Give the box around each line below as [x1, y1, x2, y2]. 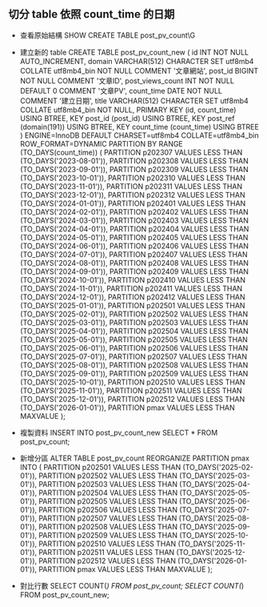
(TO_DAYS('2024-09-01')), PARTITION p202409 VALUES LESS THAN [19, 267, 249, 276]
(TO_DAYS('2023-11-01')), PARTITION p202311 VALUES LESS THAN [19, 181, 243, 191]
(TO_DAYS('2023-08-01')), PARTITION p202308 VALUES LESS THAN [19, 155, 249, 166]
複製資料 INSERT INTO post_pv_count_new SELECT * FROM [19, 428, 218, 437]
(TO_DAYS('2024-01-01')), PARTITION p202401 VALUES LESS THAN [19, 199, 246, 208]
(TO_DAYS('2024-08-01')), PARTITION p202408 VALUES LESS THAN [19, 258, 249, 267]
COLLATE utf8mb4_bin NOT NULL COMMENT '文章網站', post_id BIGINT [19, 66, 259, 75]
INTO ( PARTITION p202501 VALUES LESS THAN [19, 462, 181, 472]
